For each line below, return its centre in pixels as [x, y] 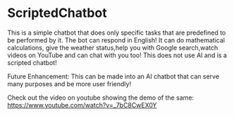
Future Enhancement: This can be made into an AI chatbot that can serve [113, 76]
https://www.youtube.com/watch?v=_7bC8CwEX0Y [82, 105]
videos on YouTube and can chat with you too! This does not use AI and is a [117, 55]
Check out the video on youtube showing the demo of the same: [101, 98]
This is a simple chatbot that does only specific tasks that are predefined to [117, 33]
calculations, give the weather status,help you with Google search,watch [113, 47]
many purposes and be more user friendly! [69, 83]
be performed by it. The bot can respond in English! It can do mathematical [116, 40]
